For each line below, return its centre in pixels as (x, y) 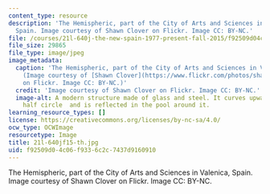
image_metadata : (35, 61)
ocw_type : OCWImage (41, 127)
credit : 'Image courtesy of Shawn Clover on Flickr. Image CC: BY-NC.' (138, 90)
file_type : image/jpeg (46, 53)
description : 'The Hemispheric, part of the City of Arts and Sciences (131, 23)
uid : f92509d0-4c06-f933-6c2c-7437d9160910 (82, 150)
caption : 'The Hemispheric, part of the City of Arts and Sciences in (136, 68)
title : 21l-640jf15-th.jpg (53, 142)
